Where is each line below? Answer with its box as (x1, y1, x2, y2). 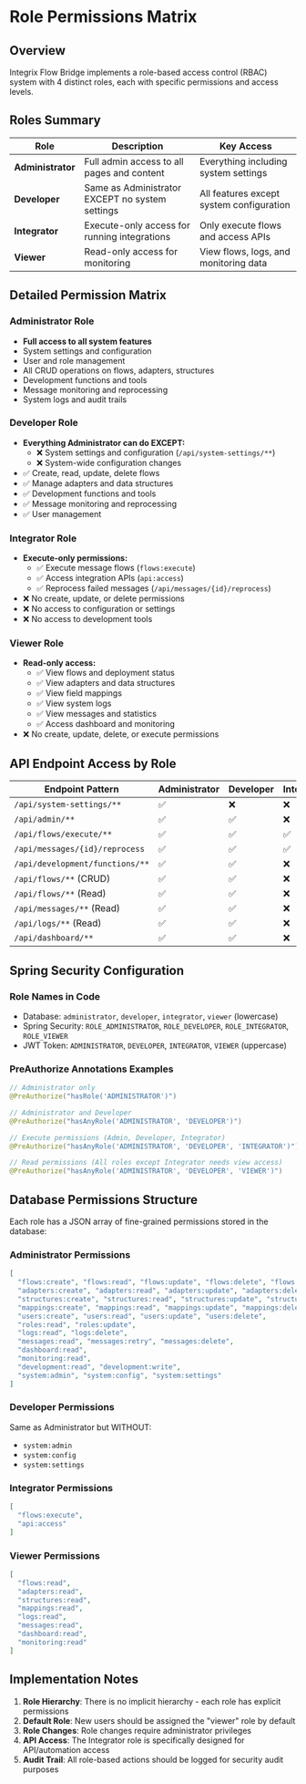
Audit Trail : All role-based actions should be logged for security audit (22, 1754, 284, 1765)
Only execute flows (199, 219, 282, 232)
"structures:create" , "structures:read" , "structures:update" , (17, 1294, 262, 1303)
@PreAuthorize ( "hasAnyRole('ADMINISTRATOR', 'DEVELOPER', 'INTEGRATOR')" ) (9, 1142, 300, 1151)
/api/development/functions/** (14, 859, 150, 869)
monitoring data (199, 256, 268, 269)
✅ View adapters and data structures (36, 678, 176, 689)
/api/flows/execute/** (14, 829, 112, 840)
